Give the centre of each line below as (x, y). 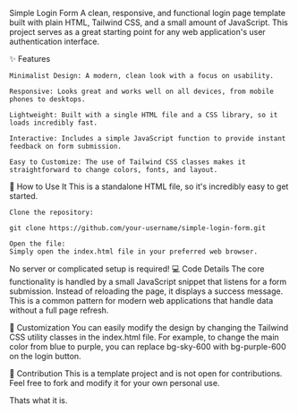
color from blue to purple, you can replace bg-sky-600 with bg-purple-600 (148, 347)
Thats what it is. (38, 400)
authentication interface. (55, 41)
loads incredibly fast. (54, 123)
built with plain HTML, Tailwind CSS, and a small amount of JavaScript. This (149, 22)
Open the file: (38, 244)
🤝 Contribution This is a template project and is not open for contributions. (146, 374)
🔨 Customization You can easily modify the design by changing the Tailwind (149, 327)
